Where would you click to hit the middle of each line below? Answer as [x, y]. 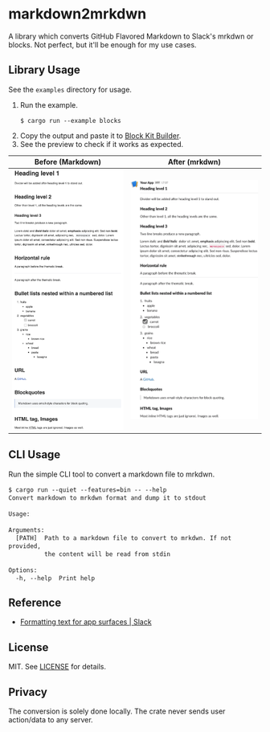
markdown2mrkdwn [78, 14]
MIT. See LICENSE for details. [57, 667]
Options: [23, 570]
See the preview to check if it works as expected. [102, 144]
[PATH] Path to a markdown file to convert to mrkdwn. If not [123, 538]
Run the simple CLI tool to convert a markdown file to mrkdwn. [112, 474]
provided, [25, 546]
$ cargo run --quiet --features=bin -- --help [88, 490]
